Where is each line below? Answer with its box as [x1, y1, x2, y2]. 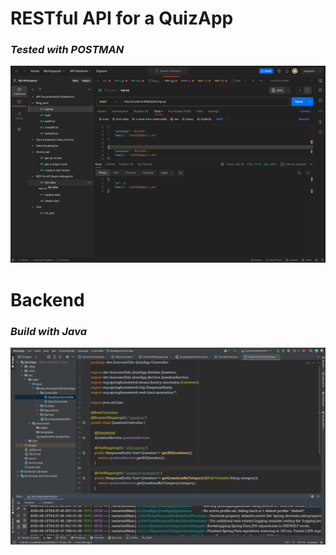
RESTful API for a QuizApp [10, 7, 234, 30]
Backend [10, 288, 85, 311]
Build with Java [10, 324, 87, 338]
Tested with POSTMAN [10, 43, 125, 57]
